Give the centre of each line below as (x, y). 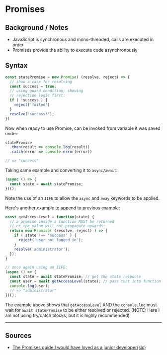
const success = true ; (33, 86)
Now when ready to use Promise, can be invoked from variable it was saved (83, 128)
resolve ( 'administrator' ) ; (42, 249)
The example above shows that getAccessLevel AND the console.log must (81, 305)
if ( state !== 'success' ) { (45, 235)
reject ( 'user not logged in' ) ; (51, 240)
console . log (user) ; (30, 286)
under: (12, 133)
